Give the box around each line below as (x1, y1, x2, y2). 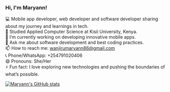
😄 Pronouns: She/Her (5, 58, 51, 65)
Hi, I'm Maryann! (5, 4, 47, 11)
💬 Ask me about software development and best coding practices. (5, 40, 144, 46)
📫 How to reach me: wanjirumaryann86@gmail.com (5, 45, 116, 51)
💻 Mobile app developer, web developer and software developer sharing (5, 16, 159, 22)
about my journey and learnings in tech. (5, 23, 89, 29)
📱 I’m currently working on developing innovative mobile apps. (5, 34, 136, 40)
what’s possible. (5, 71, 39, 77)
